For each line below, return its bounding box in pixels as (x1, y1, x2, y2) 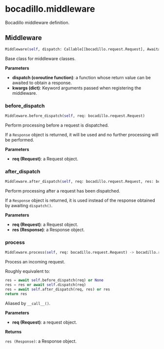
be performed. (5, 137, 34, 143)
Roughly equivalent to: (5, 268, 50, 274)
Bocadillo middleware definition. (5, 20, 70, 25)
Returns (5, 328, 22, 334)
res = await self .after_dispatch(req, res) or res (5, 287, 110, 292)
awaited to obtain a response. (12, 80, 72, 86)
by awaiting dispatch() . (5, 202, 53, 208)
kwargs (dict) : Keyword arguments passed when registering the (12, 85, 142, 91)
